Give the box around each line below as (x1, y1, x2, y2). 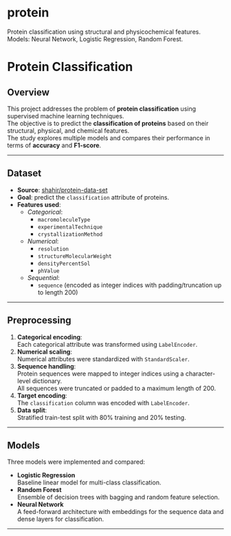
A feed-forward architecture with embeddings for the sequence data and (16, 508, 224, 516)
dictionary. (32, 376, 63, 385)
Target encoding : (16, 391, 67, 400)
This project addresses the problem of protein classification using (7, 105, 197, 113)
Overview (7, 86, 50, 98)
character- (185, 369, 215, 378)
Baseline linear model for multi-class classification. (16, 478, 162, 486)
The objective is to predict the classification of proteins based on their (7, 119, 209, 127)
